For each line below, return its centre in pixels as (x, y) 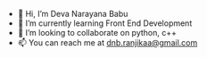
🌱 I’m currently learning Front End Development (105, 23)
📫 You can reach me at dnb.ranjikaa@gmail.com (108, 43)
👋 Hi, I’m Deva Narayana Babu (73, 14)
